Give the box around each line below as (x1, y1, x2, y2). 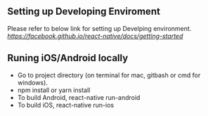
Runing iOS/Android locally (7, 52, 129, 64)
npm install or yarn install (17, 86, 91, 94)
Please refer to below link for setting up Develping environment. (7, 24, 192, 32)
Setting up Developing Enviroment (7, 6, 160, 18)
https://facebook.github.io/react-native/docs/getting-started (7, 32, 183, 40)
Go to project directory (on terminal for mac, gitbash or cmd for (17, 70, 201, 79)
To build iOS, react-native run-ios (17, 101, 115, 109)
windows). (17, 78, 48, 86)
